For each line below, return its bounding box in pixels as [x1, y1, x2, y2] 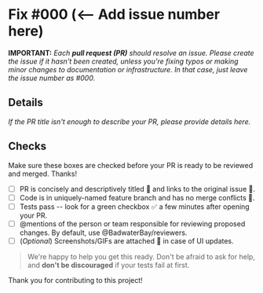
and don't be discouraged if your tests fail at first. [27, 260, 190, 269]
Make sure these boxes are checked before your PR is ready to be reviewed [8, 160, 254, 170]
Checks [8, 140, 47, 153]
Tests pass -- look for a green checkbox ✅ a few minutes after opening [19, 202, 250, 211]
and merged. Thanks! [8, 169, 77, 178]
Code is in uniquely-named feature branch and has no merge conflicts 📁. [19, 192, 255, 202]
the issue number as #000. [8, 73, 96, 82]
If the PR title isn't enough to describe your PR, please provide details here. [8, 116, 251, 126]
